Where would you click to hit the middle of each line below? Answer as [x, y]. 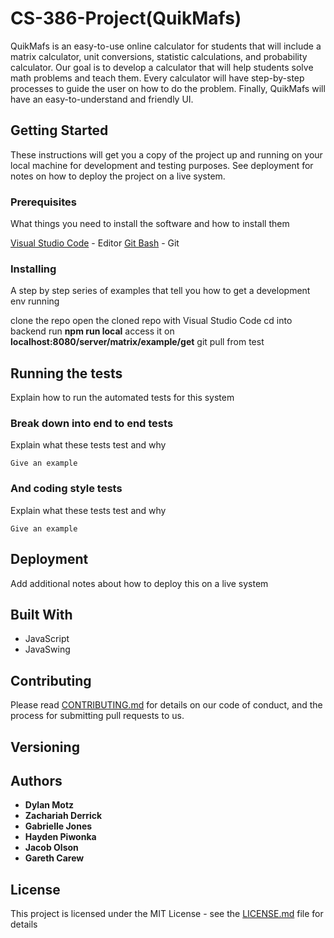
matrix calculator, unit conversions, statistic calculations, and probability [159, 56]
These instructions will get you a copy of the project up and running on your [166, 154]
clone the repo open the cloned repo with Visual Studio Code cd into [151, 321]
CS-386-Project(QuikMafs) [126, 18]
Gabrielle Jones [58, 826]
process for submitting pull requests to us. [97, 716]
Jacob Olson [51, 848]
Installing [33, 269]
